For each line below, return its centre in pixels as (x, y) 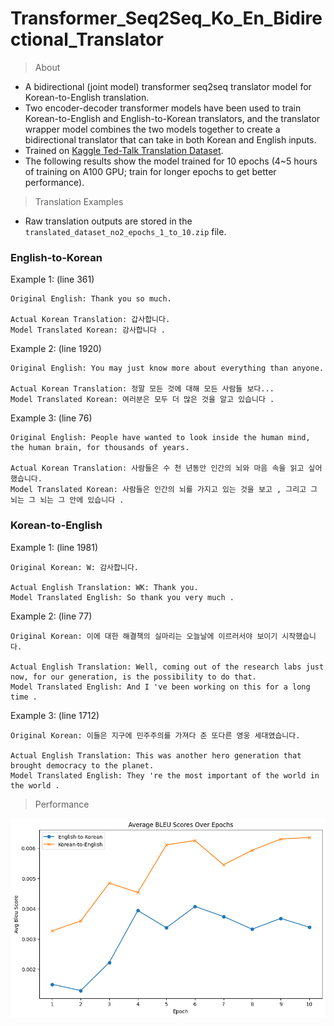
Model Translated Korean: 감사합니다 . (88, 330)
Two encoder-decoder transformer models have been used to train (163, 108)
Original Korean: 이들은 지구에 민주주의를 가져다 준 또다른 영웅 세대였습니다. (155, 735)
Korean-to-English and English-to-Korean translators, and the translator (172, 118)
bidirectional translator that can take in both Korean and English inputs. (170, 139)
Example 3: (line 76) (51, 418)
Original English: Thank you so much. (91, 299)
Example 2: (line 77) (51, 616)
